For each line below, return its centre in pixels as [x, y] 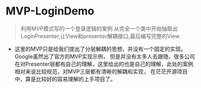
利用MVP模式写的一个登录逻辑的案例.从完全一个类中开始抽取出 [99, 28]
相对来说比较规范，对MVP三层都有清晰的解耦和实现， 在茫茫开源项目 [101, 71]
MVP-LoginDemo [50, 11]
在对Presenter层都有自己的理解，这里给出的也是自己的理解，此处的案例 [104, 64]
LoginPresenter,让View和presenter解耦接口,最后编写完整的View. [101, 36]
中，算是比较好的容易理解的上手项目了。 [65, 79]
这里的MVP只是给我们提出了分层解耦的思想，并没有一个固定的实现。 [100, 49]
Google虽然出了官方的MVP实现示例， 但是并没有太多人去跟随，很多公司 [105, 56]
